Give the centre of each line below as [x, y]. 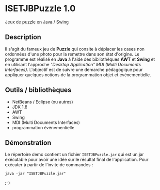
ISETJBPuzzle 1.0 [40, 9]
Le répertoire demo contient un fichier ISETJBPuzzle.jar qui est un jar [74, 155]
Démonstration [28, 143]
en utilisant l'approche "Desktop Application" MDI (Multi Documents [73, 64]
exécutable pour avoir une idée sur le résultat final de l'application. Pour [77, 160]
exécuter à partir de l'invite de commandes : [49, 165]
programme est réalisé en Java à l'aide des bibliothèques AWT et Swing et [80, 59]
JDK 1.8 [20, 107]
